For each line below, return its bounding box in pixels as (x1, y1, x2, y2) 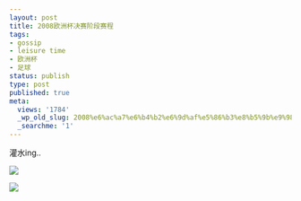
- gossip (9, 38, 42, 48)
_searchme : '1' (17, 122, 74, 131)
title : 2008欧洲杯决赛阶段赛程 (9, 22, 114, 31)
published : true (9, 88, 70, 97)
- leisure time (9, 47, 66, 56)
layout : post (9, 13, 58, 22)
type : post (9, 80, 50, 89)
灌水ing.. (9, 147, 42, 158)
